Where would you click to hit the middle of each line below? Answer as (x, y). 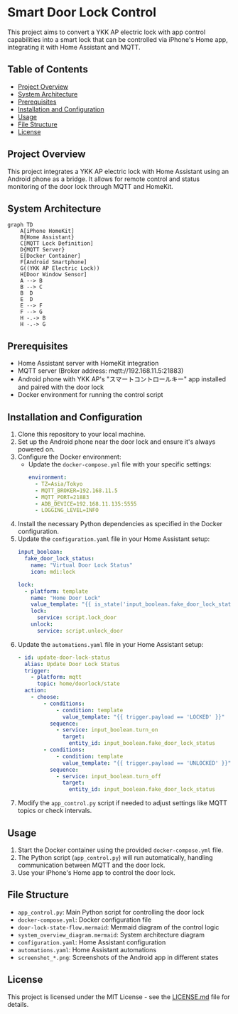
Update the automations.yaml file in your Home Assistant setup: (110, 644)
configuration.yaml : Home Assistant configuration (92, 942)
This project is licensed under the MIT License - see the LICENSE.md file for (119, 997)
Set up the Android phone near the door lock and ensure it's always (117, 442)
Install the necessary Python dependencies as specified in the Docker (120, 524)
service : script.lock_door (77, 618)
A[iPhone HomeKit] (47, 231)
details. (18, 1004)
